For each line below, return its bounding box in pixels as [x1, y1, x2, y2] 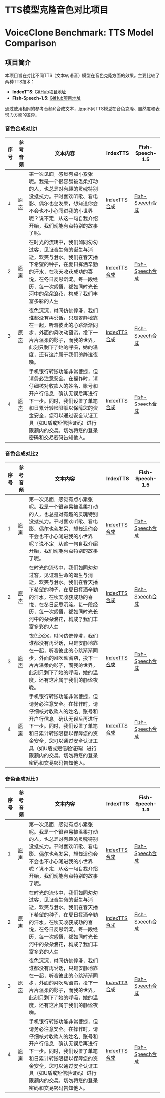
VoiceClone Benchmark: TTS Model [5, 28, 154, 38]
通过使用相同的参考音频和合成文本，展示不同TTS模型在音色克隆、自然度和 [5, 106, 156, 112]
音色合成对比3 [5, 775, 39, 782]
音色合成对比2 [5, 450, 39, 457]
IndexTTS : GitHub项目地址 [12, 89, 66, 95]
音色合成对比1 [5, 125, 38, 132]
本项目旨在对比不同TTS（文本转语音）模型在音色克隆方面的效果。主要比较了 [5, 72, 160, 79]
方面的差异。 [13, 112, 40, 118]
